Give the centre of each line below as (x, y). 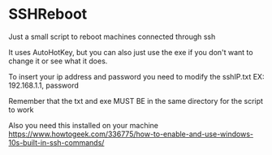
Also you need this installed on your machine (83, 125)
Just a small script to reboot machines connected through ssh (112, 37)
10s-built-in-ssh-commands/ (56, 142)
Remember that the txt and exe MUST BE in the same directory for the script (136, 101)
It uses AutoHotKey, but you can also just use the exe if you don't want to (131, 52)
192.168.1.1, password (44, 85)
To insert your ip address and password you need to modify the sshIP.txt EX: (136, 76)
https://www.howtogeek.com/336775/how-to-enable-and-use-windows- (131, 134)
